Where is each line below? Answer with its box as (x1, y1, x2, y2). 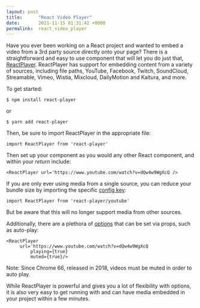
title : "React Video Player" (6, 14, 93, 20)
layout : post (6, 8, 39, 15)
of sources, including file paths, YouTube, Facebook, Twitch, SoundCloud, (6, 67, 189, 75)
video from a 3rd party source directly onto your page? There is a (6, 49, 168, 56)
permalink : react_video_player (6, 25, 87, 32)
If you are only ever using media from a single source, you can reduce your (6, 180, 192, 188)
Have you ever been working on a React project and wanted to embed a (6, 42, 184, 49)
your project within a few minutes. (6, 295, 90, 303)
